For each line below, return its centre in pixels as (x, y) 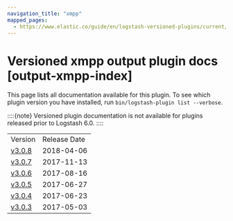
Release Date (63, 140)
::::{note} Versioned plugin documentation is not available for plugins (105, 116)
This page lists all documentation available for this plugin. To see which (109, 95)
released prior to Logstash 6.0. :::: (55, 123)
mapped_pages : (28, 20)
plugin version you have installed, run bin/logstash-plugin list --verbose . (115, 102)
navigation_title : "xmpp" (44, 14)
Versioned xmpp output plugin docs (113, 61)
